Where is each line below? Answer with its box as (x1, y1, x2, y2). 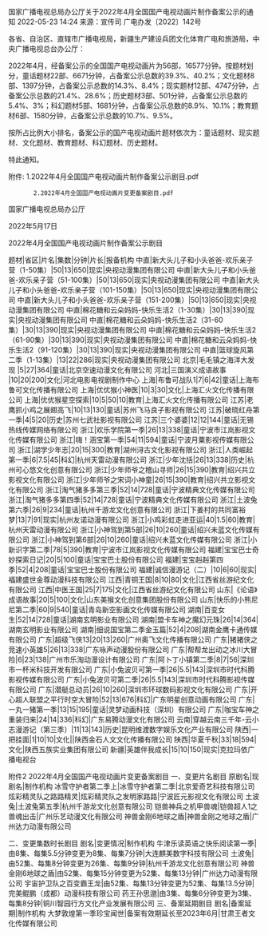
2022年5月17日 (8, 221, 58, 230)
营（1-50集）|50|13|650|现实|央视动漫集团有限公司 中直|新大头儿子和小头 (8, 265, 250, 274)
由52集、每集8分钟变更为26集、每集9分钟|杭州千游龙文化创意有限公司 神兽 (8, 858, 255, 868)
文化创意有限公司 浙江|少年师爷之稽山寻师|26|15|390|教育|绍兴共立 (35, 465, 256, 474)
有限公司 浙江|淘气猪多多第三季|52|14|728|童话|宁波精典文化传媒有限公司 (14, 485, 255, 494)
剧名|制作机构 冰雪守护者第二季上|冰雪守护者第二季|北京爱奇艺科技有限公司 (8, 782, 255, 791)
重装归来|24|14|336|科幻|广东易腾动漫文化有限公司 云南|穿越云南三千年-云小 (8, 714, 259, 724)
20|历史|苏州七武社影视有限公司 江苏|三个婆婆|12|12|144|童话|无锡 (37, 415, 254, 424)
